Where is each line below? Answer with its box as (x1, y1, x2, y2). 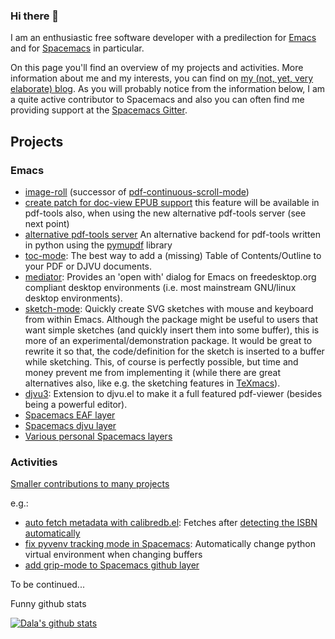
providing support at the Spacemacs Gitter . (10, 104, 188, 116)
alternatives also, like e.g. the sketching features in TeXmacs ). (24, 377, 281, 389)
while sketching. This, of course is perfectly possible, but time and (24, 355, 299, 368)
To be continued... (10, 579, 85, 591)
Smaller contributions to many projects (10, 478, 170, 490)
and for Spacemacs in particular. (10, 42, 145, 54)
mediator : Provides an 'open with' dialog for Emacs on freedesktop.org (24, 270, 317, 283)
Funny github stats (10, 598, 87, 610)
